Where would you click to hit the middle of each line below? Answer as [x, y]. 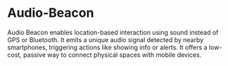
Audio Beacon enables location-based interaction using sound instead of [113, 32]
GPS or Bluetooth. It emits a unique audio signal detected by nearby [106, 39]
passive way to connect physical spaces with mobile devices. [113, 55]
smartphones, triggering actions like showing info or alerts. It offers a [107, 47]
